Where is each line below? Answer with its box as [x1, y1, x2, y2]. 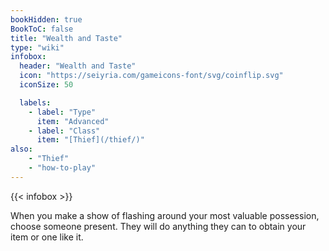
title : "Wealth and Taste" [10, 33, 123, 43]
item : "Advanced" [36, 116, 110, 126]
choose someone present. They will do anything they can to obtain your [10, 220, 307, 232]
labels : [19, 97, 52, 108]
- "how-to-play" [28, 163, 97, 173]
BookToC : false [10, 24, 74, 34]
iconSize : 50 [19, 80, 74, 90]
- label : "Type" [28, 107, 97, 117]
